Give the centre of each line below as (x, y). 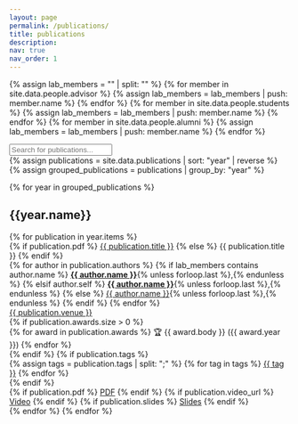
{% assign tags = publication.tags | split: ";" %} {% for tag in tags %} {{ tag (147, 363)
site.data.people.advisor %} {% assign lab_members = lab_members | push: (149, 94)
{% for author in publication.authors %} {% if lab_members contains (134, 265)
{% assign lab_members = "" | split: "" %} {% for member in (119, 84)
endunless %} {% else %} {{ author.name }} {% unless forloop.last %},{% (143, 293)
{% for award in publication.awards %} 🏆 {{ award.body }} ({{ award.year (145, 331)
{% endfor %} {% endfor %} (61, 411)
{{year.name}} (50, 215)
